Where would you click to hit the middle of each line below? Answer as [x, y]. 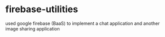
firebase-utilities [42, 9]
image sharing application [33, 28]
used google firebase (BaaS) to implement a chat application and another [82, 23]
